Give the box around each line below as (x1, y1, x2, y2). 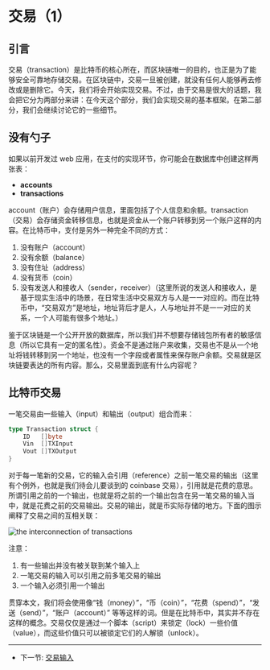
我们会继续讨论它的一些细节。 (22, 105, 121, 114)
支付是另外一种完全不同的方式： (63, 225, 170, 234)
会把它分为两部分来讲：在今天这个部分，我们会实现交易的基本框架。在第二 (8, 95, 255, 105)
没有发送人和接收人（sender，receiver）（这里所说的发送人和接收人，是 (19, 283, 257, 292)
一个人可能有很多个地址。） (34, 312, 123, 322)
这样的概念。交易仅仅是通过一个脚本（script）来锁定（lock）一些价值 (8, 618, 239, 627)
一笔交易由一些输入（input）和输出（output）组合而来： (8, 408, 194, 419)
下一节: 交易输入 (19, 653, 74, 662)
